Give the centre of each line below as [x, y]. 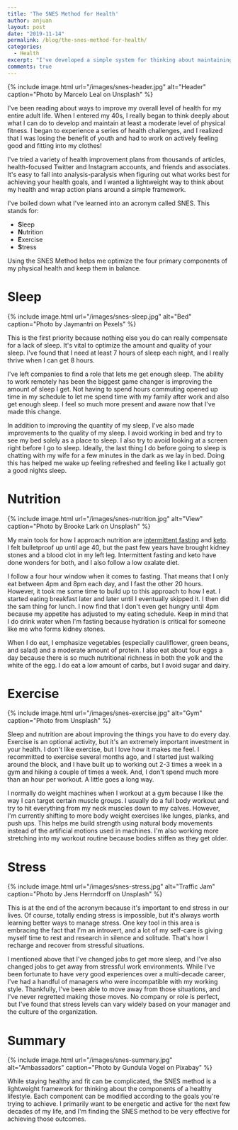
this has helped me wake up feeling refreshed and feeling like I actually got [117, 463]
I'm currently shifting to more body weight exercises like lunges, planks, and [118, 816]
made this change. [34, 411]
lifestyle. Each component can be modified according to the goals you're [113, 1096]
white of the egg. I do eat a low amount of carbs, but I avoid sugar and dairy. [119, 665]
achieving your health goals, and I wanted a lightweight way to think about [116, 182]
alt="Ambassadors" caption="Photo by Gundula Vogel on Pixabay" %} [110, 1068]
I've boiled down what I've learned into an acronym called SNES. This [109, 203]
